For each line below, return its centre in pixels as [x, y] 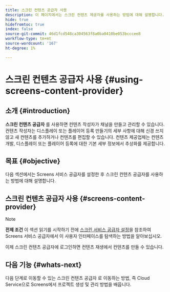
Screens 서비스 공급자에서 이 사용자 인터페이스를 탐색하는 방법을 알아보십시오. [84, 236]
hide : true [17, 19]
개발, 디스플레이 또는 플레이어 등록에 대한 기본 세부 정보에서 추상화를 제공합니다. [85, 143]
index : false [19, 29]
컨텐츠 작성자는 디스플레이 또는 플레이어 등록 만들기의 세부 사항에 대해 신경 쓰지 [84, 131]
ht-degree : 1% [20, 48]
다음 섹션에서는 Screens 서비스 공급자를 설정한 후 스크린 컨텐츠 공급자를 [78, 174]
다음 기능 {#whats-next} [44, 265]
